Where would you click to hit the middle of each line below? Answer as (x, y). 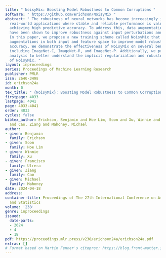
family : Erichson (27, 138)
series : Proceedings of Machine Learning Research (58, 70)
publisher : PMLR (22, 74)
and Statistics (25, 202)
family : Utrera (25, 166)
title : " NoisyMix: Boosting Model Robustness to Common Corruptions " (80, 10)
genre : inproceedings (27, 212)
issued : (13, 216)
